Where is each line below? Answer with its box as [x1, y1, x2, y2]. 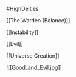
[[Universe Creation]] [6, 52, 60, 59]
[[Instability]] [6, 28, 38, 36]
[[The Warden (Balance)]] [6, 17, 71, 24]
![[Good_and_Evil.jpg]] [6, 64, 62, 71]
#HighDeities [6, 5, 39, 12]
